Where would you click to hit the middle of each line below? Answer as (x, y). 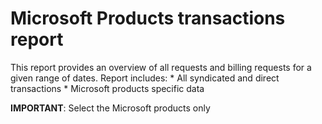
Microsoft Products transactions (148, 18)
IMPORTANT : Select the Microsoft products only (110, 108)
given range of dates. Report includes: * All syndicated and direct (145, 78)
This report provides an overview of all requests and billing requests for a (161, 67)
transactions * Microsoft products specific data (107, 88)
